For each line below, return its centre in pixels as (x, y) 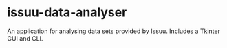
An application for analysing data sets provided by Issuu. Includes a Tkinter (113, 31)
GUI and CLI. (25, 38)
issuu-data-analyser (67, 13)
